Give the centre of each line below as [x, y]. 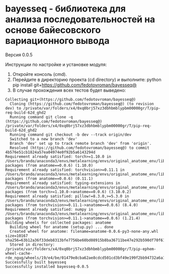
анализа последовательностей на [80, 19]
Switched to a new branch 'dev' [44, 139]
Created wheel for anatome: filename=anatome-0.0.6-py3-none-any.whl [84, 231]
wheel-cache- [19, 253]
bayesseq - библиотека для [65, 9]
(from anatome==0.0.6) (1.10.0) [59, 165]
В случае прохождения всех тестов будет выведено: [69, 90]
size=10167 [17, 236]
